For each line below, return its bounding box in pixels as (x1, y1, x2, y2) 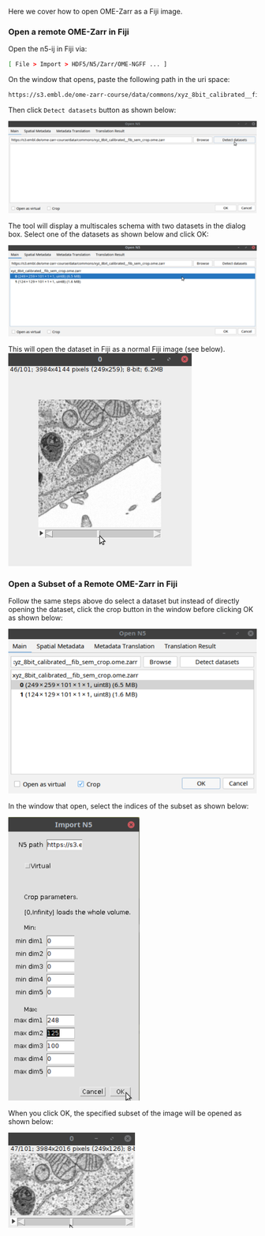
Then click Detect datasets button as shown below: (8, 106, 177, 115)
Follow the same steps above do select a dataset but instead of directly (8, 596, 240, 606)
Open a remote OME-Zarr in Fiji (8, 26, 130, 37)
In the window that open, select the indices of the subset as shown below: (8, 801, 249, 811)
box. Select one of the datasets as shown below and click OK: (8, 229, 209, 239)
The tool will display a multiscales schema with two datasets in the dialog (8, 221, 246, 230)
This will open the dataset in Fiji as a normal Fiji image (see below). (8, 344, 226, 353)
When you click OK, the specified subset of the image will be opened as (8, 1108, 242, 1118)
